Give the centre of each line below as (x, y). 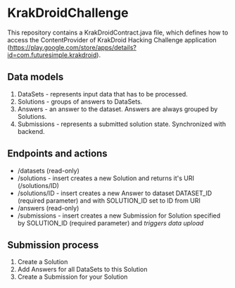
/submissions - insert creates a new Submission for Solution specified (119, 215)
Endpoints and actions (57, 154)
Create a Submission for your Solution (72, 277)
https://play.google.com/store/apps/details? (73, 47)
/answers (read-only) (48, 208)
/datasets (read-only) (48, 170)
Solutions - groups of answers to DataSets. (80, 101)
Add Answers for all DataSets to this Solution (82, 270)
